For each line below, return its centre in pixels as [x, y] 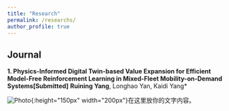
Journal [24, 54]
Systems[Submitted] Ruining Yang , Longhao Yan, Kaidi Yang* [97, 86]
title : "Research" [34, 14]
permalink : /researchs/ [42, 20]
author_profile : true [39, 26]
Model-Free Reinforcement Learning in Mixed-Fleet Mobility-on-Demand [115, 79]
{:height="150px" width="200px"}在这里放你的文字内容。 [113, 101]
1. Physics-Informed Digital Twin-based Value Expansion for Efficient [109, 71]
